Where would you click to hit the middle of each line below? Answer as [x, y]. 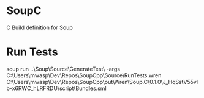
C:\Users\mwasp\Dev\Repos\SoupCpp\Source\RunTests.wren [84, 75]
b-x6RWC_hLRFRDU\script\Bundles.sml [56, 88]
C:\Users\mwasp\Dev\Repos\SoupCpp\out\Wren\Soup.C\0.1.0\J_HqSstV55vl [102, 82]
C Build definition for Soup [40, 27]
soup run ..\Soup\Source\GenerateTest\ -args [63, 69]
